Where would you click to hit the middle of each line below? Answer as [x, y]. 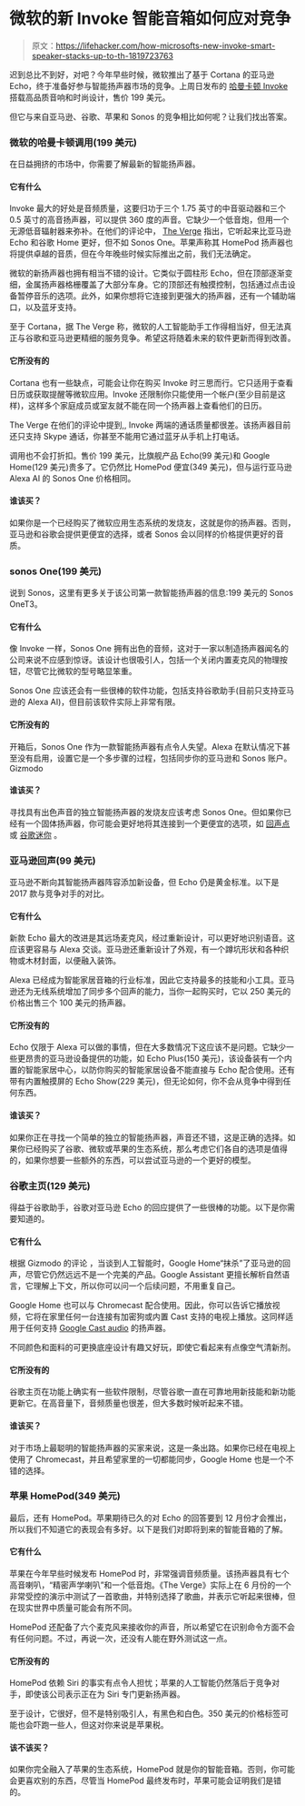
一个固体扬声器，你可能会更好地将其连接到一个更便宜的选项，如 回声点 [157, 823]
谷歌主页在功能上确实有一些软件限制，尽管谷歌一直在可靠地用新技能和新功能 [152, 1392]
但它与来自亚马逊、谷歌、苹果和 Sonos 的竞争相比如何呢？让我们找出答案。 [151, 116]
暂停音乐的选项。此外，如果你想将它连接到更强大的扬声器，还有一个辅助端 [156, 296]
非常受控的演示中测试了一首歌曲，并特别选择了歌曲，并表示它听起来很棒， [148, 1597]
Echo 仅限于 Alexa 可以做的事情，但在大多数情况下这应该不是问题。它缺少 [148, 1047]
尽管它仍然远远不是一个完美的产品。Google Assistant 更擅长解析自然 [153, 1275]
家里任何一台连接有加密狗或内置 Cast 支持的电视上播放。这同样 [167, 1317]
